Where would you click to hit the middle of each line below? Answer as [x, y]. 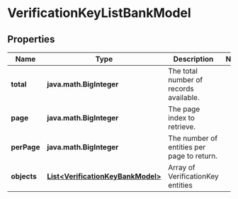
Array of [182, 167]
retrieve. [182, 127]
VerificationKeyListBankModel [99, 13]
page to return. [193, 156]
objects [24, 176]
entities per [187, 147]
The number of [193, 138]
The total [183, 71]
